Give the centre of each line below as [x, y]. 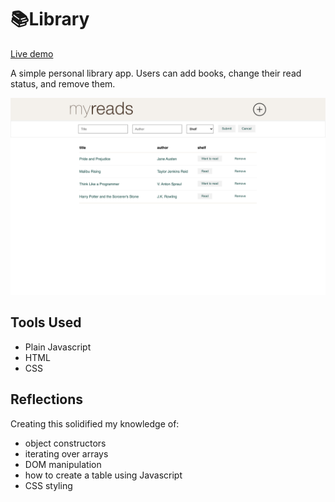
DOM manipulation [63, 464]
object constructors [65, 443]
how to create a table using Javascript [103, 475]
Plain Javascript [58, 347]
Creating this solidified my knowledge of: [95, 423]
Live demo [32, 53]
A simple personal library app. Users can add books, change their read [156, 73]
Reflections [47, 399]
